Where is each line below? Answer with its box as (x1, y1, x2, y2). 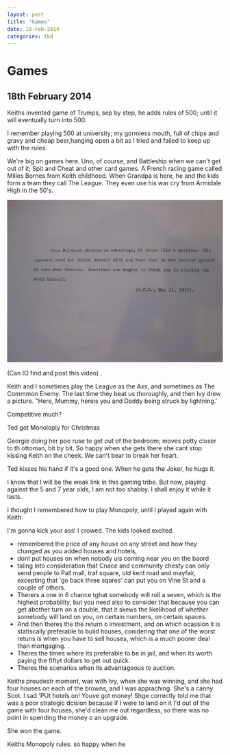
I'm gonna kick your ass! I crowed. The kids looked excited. (7, 526, 175, 535)
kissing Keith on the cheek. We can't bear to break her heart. (7, 452, 179, 460)
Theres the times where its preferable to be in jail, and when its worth (16, 649, 213, 658)
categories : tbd (7, 33, 53, 40)
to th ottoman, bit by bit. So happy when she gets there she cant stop (7, 444, 202, 452)
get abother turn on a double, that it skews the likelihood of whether (16, 605, 209, 614)
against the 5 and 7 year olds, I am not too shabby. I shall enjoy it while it (7, 485, 212, 493)
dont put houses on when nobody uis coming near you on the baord (16, 555, 209, 563)
